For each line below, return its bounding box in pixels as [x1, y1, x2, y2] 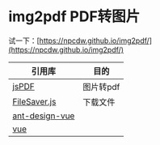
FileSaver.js [12, 96, 57, 107]
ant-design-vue [12, 110, 75, 122]
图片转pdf [82, 81, 120, 92]
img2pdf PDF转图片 [8, 7, 141, 26]
